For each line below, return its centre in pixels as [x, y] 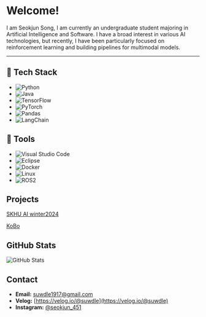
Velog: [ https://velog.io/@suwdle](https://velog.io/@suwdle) [92, 301]
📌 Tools [21, 139]
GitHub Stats [31, 245]
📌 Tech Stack [32, 72]
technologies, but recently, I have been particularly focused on [86, 41]
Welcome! [33, 11]
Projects [23, 199]
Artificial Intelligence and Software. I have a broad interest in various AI [96, 34]
